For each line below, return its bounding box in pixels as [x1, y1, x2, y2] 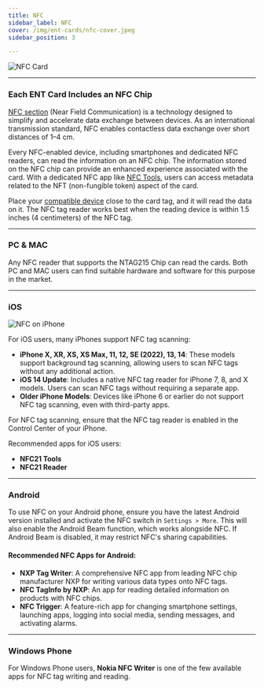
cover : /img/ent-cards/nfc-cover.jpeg [8, 26, 135, 34]
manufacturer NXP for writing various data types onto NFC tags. [19, 576, 228, 586]
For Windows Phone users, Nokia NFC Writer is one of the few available [8, 663, 242, 672]
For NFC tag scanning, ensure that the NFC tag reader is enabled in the [8, 415, 239, 425]
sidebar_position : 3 [8, 33, 76, 42]
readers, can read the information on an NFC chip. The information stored [8, 155, 247, 165]
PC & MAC [8, 239, 49, 250]
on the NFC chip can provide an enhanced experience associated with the [8, 164, 248, 173]
